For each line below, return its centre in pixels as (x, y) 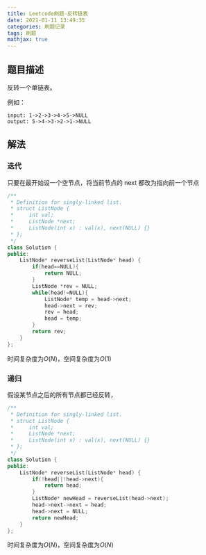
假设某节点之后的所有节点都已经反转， (62, 394)
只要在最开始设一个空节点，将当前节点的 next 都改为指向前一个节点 (103, 182)
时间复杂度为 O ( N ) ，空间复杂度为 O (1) (60, 358)
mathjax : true (28, 40)
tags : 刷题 (22, 33)
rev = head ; (61, 312)
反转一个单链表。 (32, 87)
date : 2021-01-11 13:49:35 (46, 20)
